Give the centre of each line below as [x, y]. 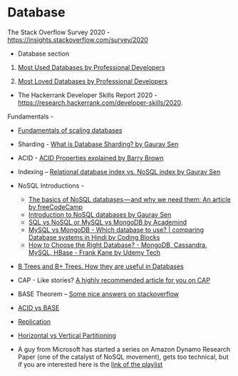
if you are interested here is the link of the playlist [90, 364]
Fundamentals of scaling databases [70, 130]
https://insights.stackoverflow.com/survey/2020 [78, 39]
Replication [34, 321]
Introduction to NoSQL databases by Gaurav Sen [100, 214]
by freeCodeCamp [56, 207]
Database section [43, 54]
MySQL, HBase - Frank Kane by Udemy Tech [94, 252]
